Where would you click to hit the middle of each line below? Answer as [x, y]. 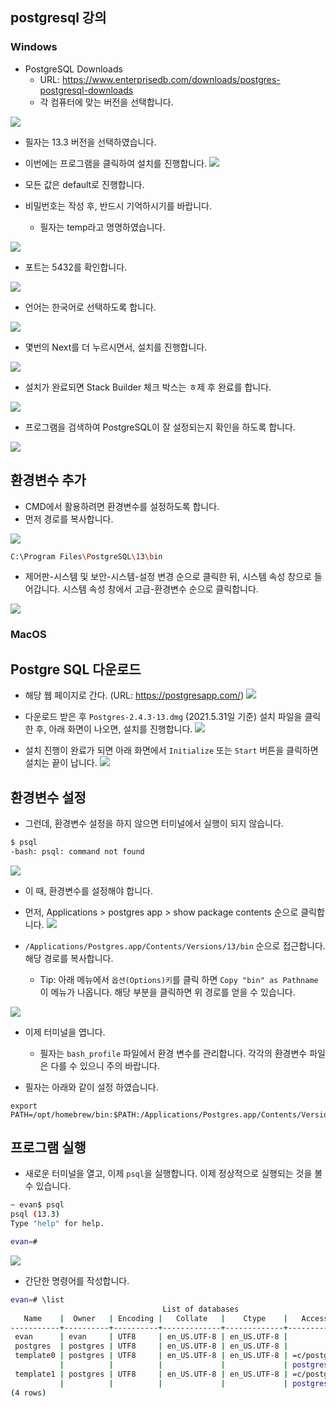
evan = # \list [37, 1299]
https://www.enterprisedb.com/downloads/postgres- [171, 79]
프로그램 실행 [48, 1148]
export [24, 1106]
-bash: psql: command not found [77, 851]
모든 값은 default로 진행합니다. [84, 184]
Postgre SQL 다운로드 [76, 669]
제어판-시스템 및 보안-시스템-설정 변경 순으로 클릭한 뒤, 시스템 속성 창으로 [168, 577]
